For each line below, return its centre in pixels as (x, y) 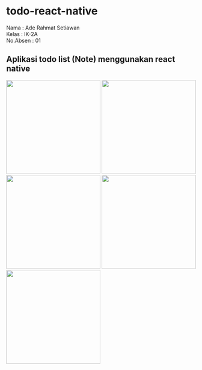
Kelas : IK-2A (22, 34)
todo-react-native (52, 11)
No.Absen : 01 (23, 40)
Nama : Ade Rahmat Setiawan (43, 28)
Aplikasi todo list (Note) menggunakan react (91, 59)
